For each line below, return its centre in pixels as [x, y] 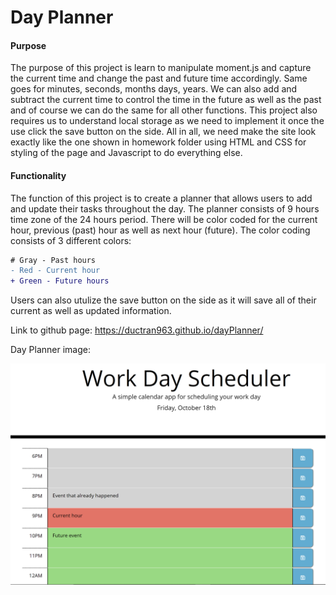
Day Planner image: [50, 350]
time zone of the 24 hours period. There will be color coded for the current [164, 219]
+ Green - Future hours [60, 281]
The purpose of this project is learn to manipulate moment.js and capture [161, 68]
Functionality [38, 175]
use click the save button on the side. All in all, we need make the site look [163, 132]
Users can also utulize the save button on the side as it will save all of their [163, 300]
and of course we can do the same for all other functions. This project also [164, 110]
